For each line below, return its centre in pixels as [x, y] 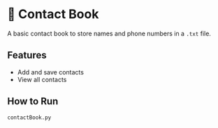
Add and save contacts [50, 72]
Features [27, 55]
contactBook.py [29, 118]
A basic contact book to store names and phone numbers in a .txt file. [109, 33]
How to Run [33, 101]
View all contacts [42, 79]
